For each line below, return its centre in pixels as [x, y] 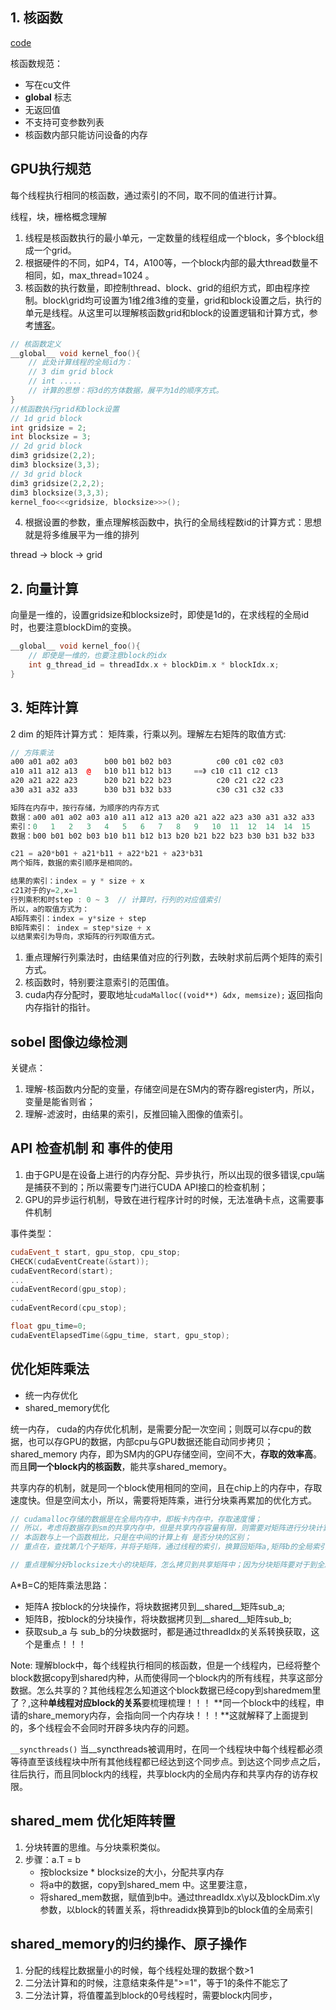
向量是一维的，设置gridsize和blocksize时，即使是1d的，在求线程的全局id [160, 615]
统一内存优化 [51, 1395]
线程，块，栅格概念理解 [58, 216]
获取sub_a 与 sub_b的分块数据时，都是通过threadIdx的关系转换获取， [168, 1631]
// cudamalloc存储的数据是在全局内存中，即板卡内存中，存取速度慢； [136, 1519]
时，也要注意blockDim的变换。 [73, 627]
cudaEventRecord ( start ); [62, 1271]
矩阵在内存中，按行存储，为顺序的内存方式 [85, 808]
